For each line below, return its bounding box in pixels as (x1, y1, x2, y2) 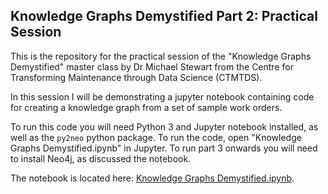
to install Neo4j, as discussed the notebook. (10, 152, 192, 164)
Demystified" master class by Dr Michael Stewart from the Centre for (10, 60, 294, 73)
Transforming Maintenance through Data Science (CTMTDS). (10, 71, 263, 83)
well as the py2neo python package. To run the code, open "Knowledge (10, 131, 302, 143)
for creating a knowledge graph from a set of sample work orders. (10, 101, 283, 113)
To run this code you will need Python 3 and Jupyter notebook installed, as (10, 120, 319, 133)
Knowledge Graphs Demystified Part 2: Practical (10, 8, 318, 25)
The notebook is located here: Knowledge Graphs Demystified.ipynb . (10, 172, 295, 184)
